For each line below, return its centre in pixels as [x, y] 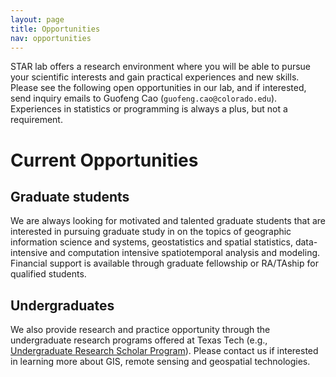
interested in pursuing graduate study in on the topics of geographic [151, 232]
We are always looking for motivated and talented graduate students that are [168, 221]
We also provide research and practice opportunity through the [140, 330]
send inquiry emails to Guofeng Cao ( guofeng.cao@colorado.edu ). [144, 98]
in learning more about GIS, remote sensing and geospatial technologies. [160, 362]
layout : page [37, 19]
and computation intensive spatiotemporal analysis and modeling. [185, 253]
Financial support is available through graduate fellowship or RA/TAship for [164, 263]
